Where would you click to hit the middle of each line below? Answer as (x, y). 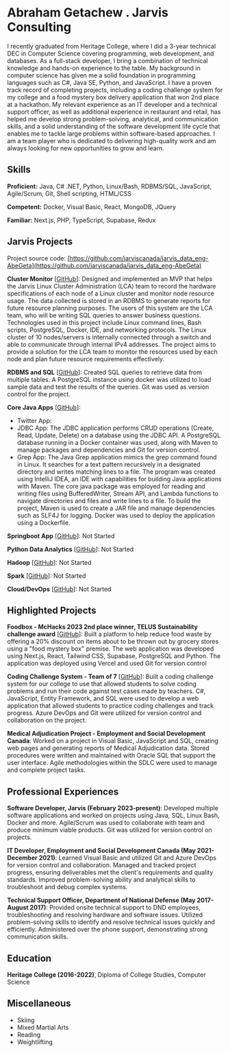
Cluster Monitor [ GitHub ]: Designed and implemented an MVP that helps (110, 278)
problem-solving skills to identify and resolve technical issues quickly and (111, 922)
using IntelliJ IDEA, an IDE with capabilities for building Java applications (119, 479)
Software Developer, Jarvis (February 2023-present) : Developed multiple (113, 808)
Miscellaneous (39, 1003)
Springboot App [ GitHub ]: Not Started (61, 535)
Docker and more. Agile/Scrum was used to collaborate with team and (106, 823)
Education (29, 958)
